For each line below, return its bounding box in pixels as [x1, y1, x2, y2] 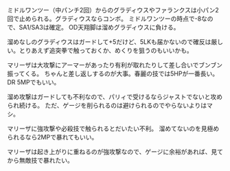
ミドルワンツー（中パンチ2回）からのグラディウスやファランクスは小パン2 [7, 6, 220, 14]
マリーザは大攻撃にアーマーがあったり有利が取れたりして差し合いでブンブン [7, 61, 223, 69]
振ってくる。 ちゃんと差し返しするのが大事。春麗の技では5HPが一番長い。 [7, 69, 218, 78]
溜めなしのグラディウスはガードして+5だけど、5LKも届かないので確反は [7, 38, 211, 46]
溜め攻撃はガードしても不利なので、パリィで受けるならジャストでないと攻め [7, 93, 223, 101]
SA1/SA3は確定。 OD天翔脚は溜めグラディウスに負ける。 [19, 23, 180, 31]
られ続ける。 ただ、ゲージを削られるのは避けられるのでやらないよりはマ [7, 102, 213, 109]
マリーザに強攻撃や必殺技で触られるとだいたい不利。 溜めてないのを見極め [7, 124, 220, 133]
